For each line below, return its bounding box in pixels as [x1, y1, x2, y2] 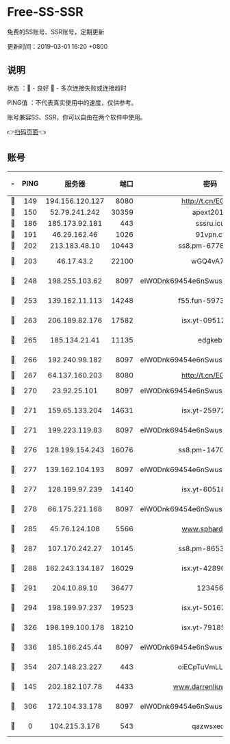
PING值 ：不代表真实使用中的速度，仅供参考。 [7, 98, 138, 106]
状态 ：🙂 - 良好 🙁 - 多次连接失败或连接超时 [7, 84, 127, 92]
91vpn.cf [195, 229, 225, 239]
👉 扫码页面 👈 [7, 128, 47, 136]
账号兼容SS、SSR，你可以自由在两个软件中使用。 [7, 113, 146, 121]
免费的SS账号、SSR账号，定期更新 [7, 27, 105, 36]
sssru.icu [195, 218, 225, 228]
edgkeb [198, 335, 222, 345]
